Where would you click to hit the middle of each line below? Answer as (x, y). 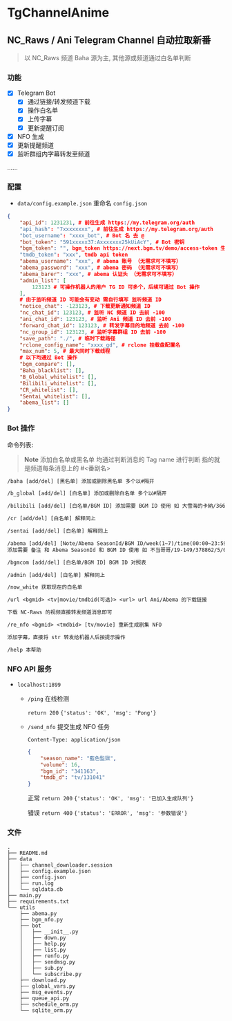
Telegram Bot (36, 93)
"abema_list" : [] (45, 403)
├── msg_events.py (46, 993)
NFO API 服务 (29, 669)
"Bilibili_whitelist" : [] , (58, 383)
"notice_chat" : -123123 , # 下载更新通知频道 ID (85, 306)
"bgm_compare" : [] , (48, 365)
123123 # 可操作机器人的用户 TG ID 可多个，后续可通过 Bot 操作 (116, 287)
